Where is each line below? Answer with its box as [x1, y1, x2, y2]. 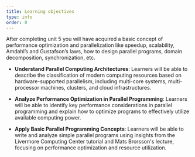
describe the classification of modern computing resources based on [14, 71, 182, 79]
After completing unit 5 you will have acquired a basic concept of [6, 36, 163, 43]
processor [14, 84, 40, 91]
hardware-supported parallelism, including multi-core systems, [14, 78, 167, 85]
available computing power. [14, 114, 81, 121]
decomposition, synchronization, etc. [6, 54, 95, 62]
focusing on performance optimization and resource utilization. [14, 144, 167, 151]
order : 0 [6, 19, 28, 25]
